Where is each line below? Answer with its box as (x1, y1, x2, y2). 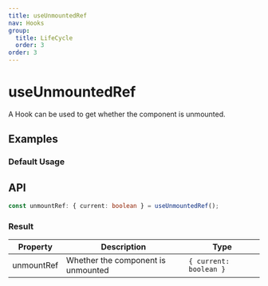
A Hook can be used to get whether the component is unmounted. (8, 109, 226, 119)
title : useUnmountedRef (8, 11, 88, 20)
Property (18, 241, 53, 253)
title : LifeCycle (15, 33, 73, 42)
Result (8, 221, 34, 232)
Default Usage (8, 156, 65, 167)
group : (8, 26, 30, 34)
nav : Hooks (8, 19, 45, 27)
